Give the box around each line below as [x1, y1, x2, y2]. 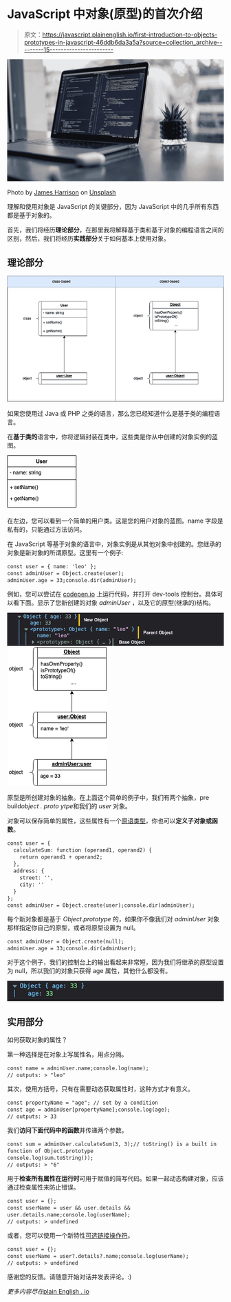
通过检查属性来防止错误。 [7, 1183, 80, 1192]
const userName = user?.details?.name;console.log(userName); [7, 1253, 189, 1260]
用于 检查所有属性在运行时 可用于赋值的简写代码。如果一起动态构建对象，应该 [7, 1174, 224, 1183]
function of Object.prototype [7, 1148, 94, 1155]
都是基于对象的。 [7, 211, 56, 219]
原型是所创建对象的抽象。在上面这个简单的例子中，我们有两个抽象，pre [7, 793, 210, 801]
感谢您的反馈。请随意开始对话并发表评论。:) [7, 1273, 132, 1281]
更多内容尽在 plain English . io [7, 1288, 89, 1296]
